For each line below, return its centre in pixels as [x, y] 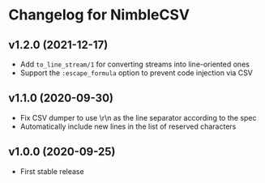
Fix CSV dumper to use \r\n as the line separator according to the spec [138, 117]
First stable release [52, 171]
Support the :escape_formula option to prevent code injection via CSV [137, 73]
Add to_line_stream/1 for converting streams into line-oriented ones [135, 64]
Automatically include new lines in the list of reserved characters [128, 126]
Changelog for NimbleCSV [99, 15]
